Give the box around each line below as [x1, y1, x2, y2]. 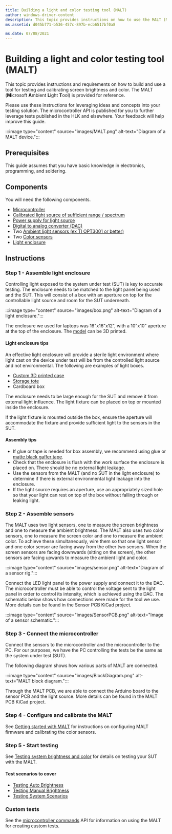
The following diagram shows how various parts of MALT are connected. [5, 662, 159, 669]
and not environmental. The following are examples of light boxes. [5, 362, 145, 368]
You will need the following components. [5, 196, 91, 202]
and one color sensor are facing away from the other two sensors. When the [5, 544, 166, 550]
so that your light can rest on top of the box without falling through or [12, 492, 159, 498]
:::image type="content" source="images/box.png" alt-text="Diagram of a [5, 307, 162, 313]
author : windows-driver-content [5, 12, 74, 17]
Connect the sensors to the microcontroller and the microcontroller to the [5, 642, 160, 648]
